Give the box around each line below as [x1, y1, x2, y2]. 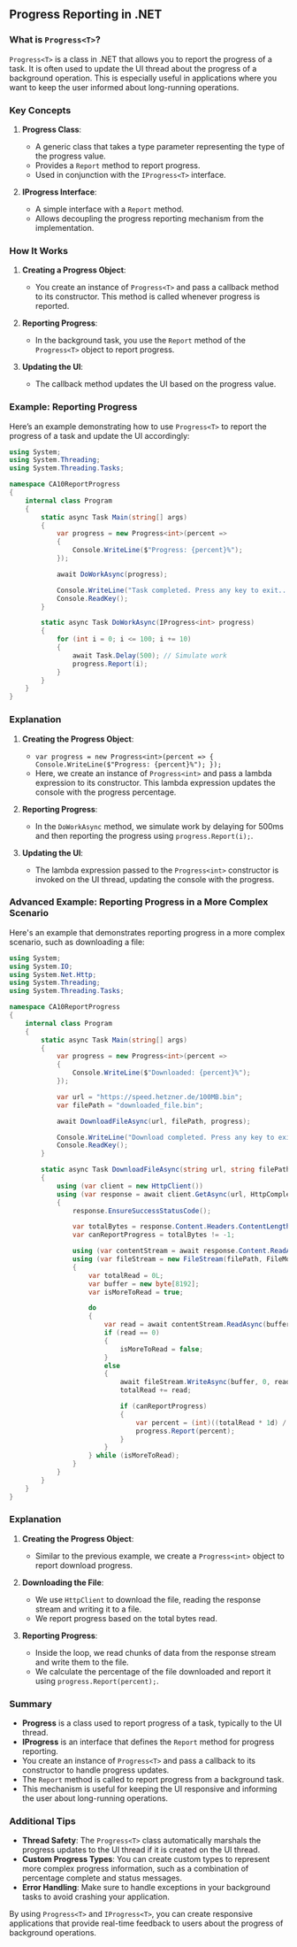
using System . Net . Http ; [9, 970, 97, 979]
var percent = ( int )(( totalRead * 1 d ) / [135, 1418, 287, 1428]
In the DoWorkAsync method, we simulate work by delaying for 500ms [34, 820, 285, 831]
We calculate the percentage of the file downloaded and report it [34, 1666, 271, 1676]
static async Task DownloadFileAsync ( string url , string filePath [41, 1166, 291, 1174]
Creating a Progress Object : [21, 265, 126, 275]
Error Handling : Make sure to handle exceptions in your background [21, 1882, 271, 1893]
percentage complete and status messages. [21, 1873, 183, 1883]
